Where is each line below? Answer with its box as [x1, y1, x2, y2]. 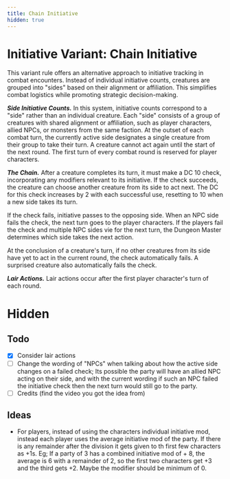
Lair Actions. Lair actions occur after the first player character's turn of [7, 275, 209, 283]
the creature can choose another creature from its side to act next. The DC [7, 183, 218, 191]
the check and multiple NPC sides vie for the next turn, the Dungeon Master [7, 226, 222, 234]
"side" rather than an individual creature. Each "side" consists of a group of [7, 111, 220, 120]
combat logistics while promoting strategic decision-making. [7, 91, 179, 99]
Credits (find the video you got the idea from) [16, 389, 146, 397]
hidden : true [7, 17, 45, 23]
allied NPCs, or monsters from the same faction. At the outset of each [7, 126, 204, 134]
